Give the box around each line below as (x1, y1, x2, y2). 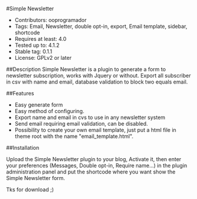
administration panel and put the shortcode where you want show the (6, 168, 176, 175)
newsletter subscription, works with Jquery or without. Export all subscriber (6, 72, 191, 79)
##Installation (6, 145, 40, 151)
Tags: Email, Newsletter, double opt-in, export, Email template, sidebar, (14, 23, 188, 30)
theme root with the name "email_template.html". (14, 133, 134, 140)
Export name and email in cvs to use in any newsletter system (14, 114, 166, 121)
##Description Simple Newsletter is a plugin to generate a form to (6, 66, 166, 73)
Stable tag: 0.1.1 (14, 48, 52, 55)
